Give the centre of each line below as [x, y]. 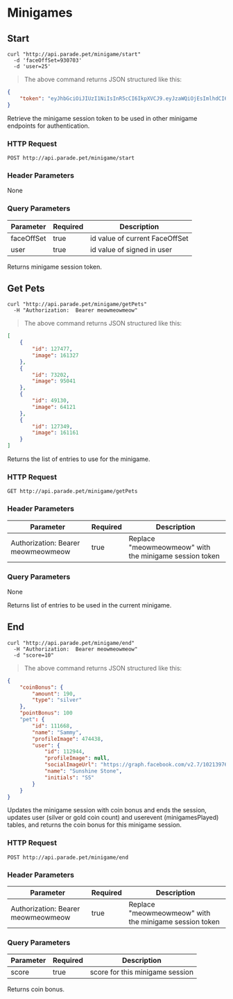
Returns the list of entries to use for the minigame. [79, 459]
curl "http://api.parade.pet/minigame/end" [71, 643]
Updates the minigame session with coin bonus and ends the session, [107, 810]
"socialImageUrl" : [71, 765]
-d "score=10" [34, 655]
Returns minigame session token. [55, 267]
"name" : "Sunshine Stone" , [83, 771]
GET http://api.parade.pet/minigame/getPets [72, 492]
